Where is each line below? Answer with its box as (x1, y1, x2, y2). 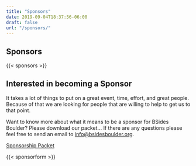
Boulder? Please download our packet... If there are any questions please (6, 124, 183, 132)
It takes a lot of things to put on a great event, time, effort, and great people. (6, 94, 189, 101)
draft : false (6, 19, 38, 25)
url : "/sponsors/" (6, 25, 51, 31)
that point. (6, 106, 31, 114)
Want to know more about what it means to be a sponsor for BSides (6, 118, 169, 125)
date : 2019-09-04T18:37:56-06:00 (6, 14, 88, 20)
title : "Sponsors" (6, 8, 51, 15)
